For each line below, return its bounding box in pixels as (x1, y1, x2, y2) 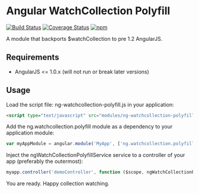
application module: (6, 129, 54, 137)
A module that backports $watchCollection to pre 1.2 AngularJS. (6, 35, 163, 42)
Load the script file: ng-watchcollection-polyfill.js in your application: (6, 101, 175, 108)
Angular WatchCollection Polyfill (6, 4, 171, 18)
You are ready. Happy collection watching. (6, 180, 110, 187)
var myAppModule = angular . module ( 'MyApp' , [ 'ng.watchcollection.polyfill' (6, 141, 197, 147)
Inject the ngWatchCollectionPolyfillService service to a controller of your (6, 152, 185, 159)
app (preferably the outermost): (6, 158, 84, 165)
